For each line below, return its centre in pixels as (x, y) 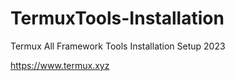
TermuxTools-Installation (117, 18)
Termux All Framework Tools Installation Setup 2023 (118, 46)
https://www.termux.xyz (60, 65)
